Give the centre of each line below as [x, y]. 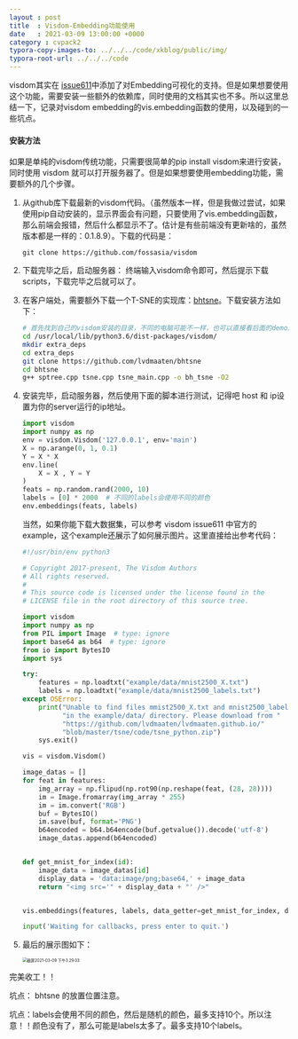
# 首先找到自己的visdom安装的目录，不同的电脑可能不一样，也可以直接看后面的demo [155, 328]
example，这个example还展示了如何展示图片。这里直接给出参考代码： [150, 535]
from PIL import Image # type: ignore [96, 634]
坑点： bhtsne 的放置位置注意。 [67, 996]
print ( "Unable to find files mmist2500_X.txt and [132, 707]
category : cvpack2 [45, 42]
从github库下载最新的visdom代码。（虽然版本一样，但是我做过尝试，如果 [154, 203]
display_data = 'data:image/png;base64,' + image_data [142, 878]
